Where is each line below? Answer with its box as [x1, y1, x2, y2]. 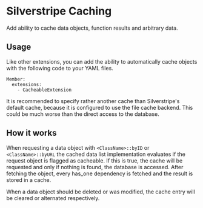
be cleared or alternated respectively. [6, 194, 100, 201]
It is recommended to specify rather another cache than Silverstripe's [6, 97, 180, 104]
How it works [6, 128, 57, 138]
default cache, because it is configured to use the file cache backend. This [6, 104, 193, 111]
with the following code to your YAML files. [6, 64, 113, 72]
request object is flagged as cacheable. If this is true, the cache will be [6, 156, 183, 164]
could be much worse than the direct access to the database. [6, 110, 159, 118]
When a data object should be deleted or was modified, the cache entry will [6, 188, 195, 195]
